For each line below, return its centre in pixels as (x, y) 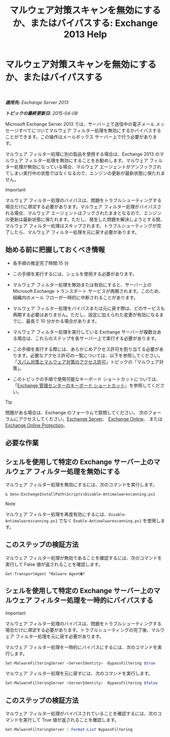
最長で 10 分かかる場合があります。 (63, 321)
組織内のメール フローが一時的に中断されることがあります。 (75, 297)
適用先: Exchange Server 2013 (37, 102)
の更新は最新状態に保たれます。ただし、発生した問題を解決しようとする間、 (85, 219)
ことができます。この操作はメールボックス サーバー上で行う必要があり (79, 137)
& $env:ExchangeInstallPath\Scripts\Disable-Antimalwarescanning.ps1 (80, 494)
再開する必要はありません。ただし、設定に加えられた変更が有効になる (86, 315)
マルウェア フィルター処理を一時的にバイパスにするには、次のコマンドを (81, 647)
